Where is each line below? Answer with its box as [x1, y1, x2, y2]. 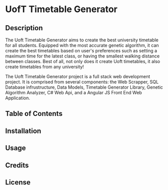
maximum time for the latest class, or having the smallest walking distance [5, 53, 160, 59]
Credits [5, 161, 29, 169]
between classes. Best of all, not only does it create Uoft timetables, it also [5, 58, 160, 64]
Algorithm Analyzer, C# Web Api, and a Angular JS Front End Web [5, 90, 142, 95]
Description [5, 24, 43, 32]
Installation [5, 126, 41, 135]
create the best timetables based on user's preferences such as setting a [5, 48, 157, 53]
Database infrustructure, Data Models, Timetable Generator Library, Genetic [5, 84, 163, 90]
